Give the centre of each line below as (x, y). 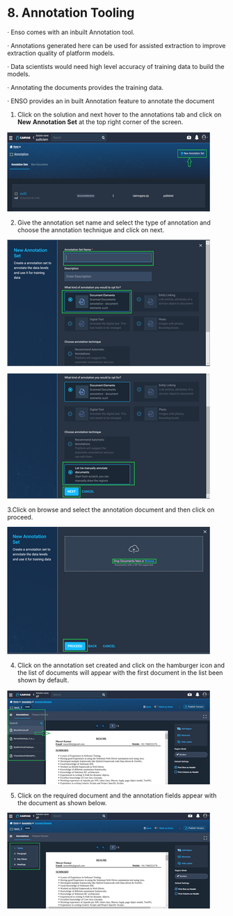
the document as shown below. (62, 802)
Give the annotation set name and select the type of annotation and (114, 222)
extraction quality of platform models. (61, 53)
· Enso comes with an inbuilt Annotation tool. (71, 32)
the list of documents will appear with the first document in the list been (120, 672)
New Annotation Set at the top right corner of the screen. (100, 122)
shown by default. (43, 680)
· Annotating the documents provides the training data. (86, 87)
